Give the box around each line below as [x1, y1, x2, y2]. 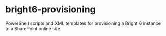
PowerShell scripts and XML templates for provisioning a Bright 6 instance [5, 20, 161, 26]
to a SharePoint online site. [5, 25, 62, 31]
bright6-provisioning [5, 4, 96, 15]
